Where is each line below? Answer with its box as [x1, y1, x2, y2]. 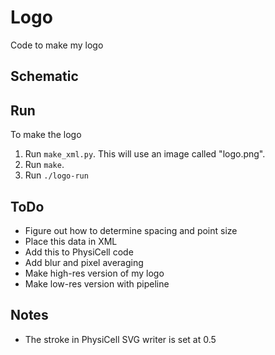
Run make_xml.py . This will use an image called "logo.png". [24, 148, 266, 160]
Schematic [10, 68, 79, 85]
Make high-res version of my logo [24, 267, 165, 279]
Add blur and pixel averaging [24, 256, 144, 268]
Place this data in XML [24, 235, 118, 247]
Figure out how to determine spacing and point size [24, 224, 238, 236]
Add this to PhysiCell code [24, 246, 134, 258]
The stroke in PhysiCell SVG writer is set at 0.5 [24, 333, 217, 345]
